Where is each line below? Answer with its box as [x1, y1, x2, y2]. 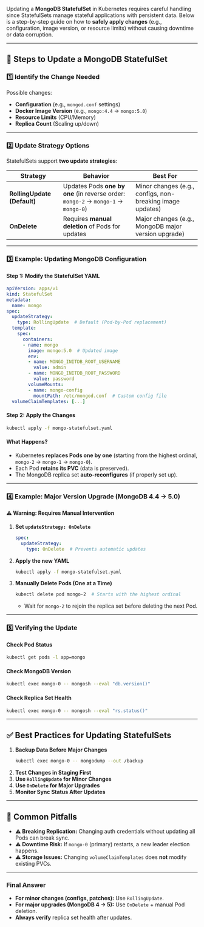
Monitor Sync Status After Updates [15, 789, 106, 796]
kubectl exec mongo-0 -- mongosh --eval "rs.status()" [6, 707, 148, 714]
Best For [152, 171, 178, 180]
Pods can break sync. [15, 834, 70, 841]
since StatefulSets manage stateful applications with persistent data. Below [6, 12, 195, 19]
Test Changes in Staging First [15, 769, 92, 776]
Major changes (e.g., [135, 214, 194, 223]
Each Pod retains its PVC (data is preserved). [15, 464, 129, 472]
